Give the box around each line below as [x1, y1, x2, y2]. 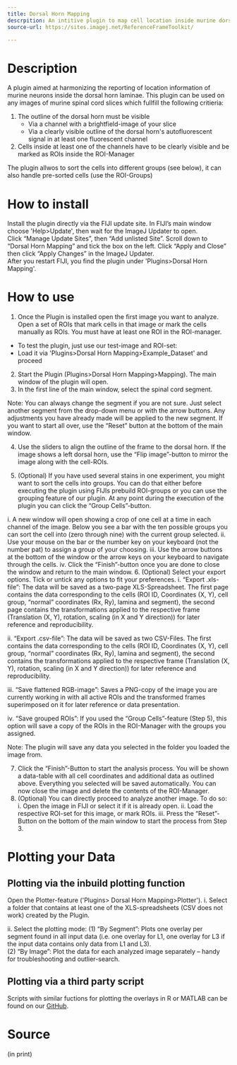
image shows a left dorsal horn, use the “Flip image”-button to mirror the [17, 450, 229, 459]
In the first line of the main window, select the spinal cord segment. [17, 385, 213, 393]
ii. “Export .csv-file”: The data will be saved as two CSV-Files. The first [7, 634, 212, 643]
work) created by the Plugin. [7, 911, 90, 920]
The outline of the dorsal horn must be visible [17, 113, 150, 121]
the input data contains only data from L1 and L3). [7, 940, 152, 948]
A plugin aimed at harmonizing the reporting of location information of [7, 84, 211, 92]
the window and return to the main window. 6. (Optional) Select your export [7, 568, 226, 577]
